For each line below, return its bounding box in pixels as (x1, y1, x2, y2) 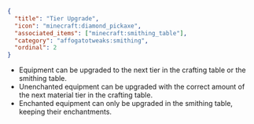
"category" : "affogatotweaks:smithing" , (14, 36, 149, 45)
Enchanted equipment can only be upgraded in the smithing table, (18, 99, 234, 108)
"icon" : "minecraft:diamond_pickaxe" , (14, 22, 142, 30)
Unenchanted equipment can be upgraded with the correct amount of (18, 82, 245, 92)
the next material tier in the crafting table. (18, 90, 153, 100)
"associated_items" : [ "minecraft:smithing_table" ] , (14, 29, 188, 37)
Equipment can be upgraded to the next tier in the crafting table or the (18, 65, 246, 75)
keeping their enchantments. (18, 107, 112, 117)
